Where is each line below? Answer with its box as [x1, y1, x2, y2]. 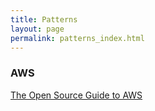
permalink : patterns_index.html [10, 33, 145, 43]
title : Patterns [10, 14, 78, 25]
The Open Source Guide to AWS [10, 89, 143, 101]
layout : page [10, 24, 65, 34]
